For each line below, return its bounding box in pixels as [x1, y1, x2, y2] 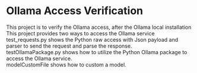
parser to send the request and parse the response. [6, 42, 132, 49]
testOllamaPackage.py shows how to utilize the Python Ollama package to [6, 48, 188, 55]
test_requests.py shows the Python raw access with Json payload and [6, 36, 179, 43]
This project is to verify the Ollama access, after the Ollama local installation [6, 24, 192, 31]
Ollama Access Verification [6, 4, 144, 18]
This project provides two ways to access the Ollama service [6, 29, 155, 36]
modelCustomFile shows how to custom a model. [6, 61, 126, 68]
